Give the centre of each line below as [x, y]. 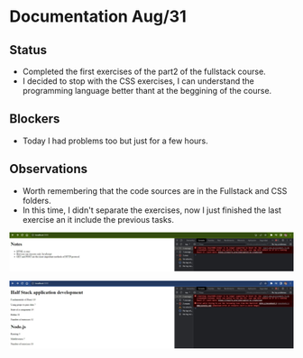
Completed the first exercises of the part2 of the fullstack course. [144, 71]
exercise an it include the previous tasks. [98, 219]
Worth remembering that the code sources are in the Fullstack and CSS [155, 190]
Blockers [35, 119]
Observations [49, 169]
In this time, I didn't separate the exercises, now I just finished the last [152, 210]
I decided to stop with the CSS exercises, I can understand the [138, 81]
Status [28, 50]
